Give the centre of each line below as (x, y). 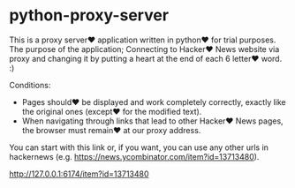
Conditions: (30, 85)
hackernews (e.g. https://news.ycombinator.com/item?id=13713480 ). (134, 156)
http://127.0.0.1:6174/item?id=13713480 (79, 174)
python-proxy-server (89, 15)
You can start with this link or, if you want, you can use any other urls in (139, 147)
